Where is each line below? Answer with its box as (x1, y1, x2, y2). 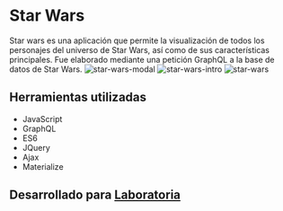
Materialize (22, 161, 65, 171)
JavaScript (22, 113, 63, 124)
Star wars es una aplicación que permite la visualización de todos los (9, 35, 265, 46)
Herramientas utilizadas (9, 90, 146, 105)
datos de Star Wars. (9, 64, 83, 75)
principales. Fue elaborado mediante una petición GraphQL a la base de (9, 54, 275, 65)
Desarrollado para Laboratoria (9, 188, 181, 203)
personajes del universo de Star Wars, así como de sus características (9, 44, 270, 55)
